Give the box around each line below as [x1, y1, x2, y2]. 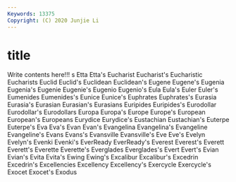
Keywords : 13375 [7, 10, 55, 18]
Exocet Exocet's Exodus [7, 168, 77, 176]
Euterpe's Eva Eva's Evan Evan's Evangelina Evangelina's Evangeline [7, 123, 208, 131]
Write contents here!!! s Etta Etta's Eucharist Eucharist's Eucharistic [7, 71, 203, 79]
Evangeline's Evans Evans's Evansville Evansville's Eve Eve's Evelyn [7, 131, 206, 139]
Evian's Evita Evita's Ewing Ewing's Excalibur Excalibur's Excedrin [7, 153, 199, 162]
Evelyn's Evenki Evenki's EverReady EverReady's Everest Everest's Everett [7, 138, 225, 147]
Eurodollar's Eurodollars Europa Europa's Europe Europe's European [7, 108, 206, 116]
